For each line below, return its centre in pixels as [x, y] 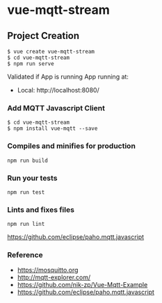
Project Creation [43, 36]
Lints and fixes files [41, 209]
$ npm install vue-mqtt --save [52, 129]
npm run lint [26, 224]
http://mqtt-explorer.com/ [54, 277]
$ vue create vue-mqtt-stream [51, 51]
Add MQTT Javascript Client [56, 108]
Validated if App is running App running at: [68, 76]
